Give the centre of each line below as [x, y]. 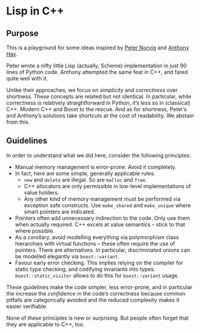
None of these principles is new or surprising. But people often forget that [98, 318]
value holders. [41, 192]
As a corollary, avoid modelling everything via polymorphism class [97, 237]
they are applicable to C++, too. [46, 324]
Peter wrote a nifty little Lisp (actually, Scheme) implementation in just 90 [97, 65]
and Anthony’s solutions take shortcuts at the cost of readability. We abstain [100, 116]
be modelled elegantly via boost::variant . [67, 256]
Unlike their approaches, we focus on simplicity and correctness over [92, 90]
